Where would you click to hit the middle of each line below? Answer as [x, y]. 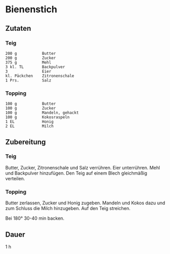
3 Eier [28, 71]
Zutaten [18, 28]
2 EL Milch [29, 126]
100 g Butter [31, 104]
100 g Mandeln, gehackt [42, 113]
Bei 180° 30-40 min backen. [35, 218]
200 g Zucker [31, 58]
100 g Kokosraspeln [38, 117]
